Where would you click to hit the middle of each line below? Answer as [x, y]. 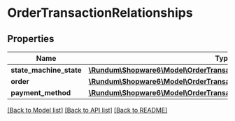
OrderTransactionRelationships [100, 13]
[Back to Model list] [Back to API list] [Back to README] [87, 110]
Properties [31, 39]
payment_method [41, 93]
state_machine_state [46, 70]
